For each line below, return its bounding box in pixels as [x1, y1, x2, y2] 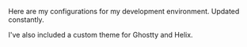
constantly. [8, 15, 45, 24]
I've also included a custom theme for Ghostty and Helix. [8, 31, 193, 39]
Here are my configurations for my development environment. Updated [8, 7, 240, 16]
